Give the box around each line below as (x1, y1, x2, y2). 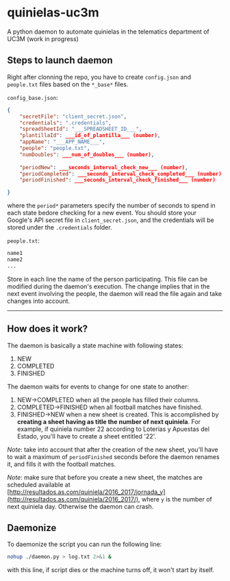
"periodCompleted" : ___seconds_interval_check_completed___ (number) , (19, 170, 225, 177)
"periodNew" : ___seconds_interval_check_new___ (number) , (19, 164, 188, 171)
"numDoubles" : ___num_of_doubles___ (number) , (19, 151, 155, 158)
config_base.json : (7, 93, 58, 101)
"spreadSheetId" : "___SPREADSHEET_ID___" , (19, 125, 142, 133)
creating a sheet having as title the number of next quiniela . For (16, 417, 201, 425)
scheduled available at (7, 480, 71, 489)
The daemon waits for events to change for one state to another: (7, 382, 190, 391)
